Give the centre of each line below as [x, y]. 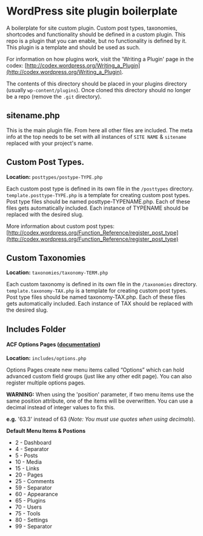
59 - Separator [34, 487]
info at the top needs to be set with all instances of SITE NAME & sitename [96, 136]
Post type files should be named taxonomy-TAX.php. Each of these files [96, 297]
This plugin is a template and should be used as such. [73, 47]
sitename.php [33, 116]
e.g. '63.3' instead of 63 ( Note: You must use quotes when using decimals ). [101, 419]
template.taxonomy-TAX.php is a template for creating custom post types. [97, 291]
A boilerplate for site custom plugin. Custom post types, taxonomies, [92, 28]
